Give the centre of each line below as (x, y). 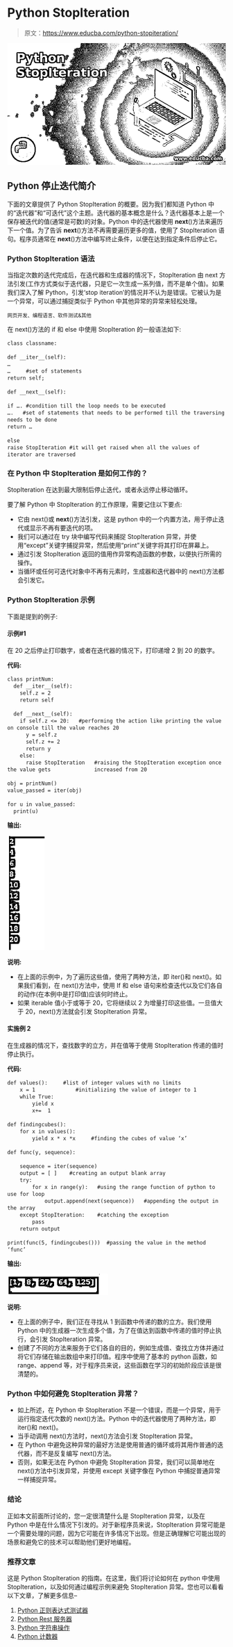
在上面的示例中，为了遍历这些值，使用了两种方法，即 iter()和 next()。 (116, 976)
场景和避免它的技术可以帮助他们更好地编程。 (71, 1542)
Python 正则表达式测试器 (53, 1610)
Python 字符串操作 (44, 1628)
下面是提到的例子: (33, 616)
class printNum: (31, 679)
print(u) (26, 811)
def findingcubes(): (37, 1125)
